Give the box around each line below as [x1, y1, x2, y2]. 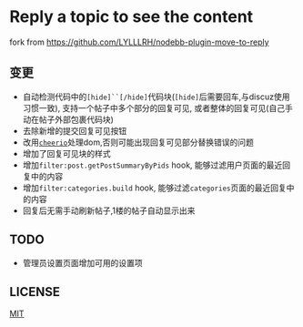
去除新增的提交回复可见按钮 [22, 125, 127, 136]
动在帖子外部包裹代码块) [22, 114, 114, 125]
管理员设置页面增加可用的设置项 [22, 257, 143, 268]
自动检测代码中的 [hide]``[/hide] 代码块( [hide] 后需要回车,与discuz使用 [22, 91, 290, 102]
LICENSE [9, 284, 61, 300]
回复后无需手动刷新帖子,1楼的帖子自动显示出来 [22, 205, 196, 216]
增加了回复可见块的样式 [22, 148, 111, 158]
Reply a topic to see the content [9, 6, 254, 27]
